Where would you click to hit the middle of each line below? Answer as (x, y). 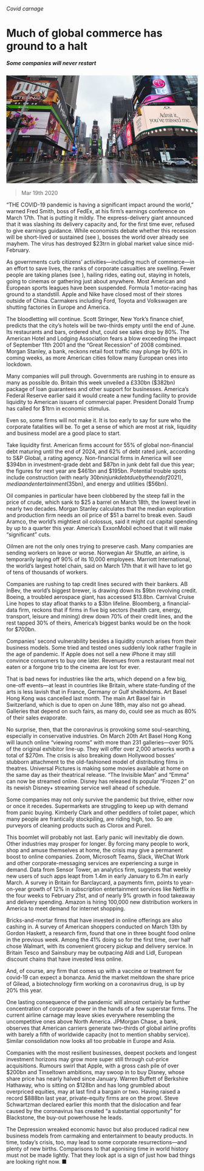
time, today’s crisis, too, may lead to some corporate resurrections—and (97, 1142)
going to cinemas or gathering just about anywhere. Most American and (96, 281)
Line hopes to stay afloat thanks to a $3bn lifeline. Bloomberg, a (86, 604)
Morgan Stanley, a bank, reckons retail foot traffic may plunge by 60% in (97, 352)
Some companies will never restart (51, 63)
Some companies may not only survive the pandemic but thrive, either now (100, 800)
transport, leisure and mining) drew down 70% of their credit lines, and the (100, 617)
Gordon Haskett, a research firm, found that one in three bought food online (101, 933)
